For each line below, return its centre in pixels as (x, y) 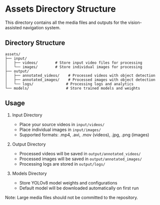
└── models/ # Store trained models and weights (72, 88)
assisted (13, 27)
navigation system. (42, 27)
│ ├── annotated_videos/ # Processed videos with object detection (80, 75)
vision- (135, 22)
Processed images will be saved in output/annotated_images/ (81, 159)
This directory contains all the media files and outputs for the (66, 22)
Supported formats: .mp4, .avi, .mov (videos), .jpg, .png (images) (84, 134)
